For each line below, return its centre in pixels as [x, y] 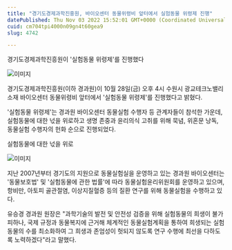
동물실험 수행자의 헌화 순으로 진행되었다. [61, 129]
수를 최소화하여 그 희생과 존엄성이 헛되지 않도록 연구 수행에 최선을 [114, 231]
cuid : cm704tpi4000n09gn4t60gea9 [55, 26]
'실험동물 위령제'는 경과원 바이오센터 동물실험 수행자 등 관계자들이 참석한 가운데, [115, 112]
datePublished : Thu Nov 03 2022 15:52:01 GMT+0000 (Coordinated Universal [117, 20]
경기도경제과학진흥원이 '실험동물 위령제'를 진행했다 [76, 59]
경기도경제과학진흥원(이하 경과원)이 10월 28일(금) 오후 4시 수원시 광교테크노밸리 [115, 89]
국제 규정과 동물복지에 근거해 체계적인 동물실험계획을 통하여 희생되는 [119, 222]
